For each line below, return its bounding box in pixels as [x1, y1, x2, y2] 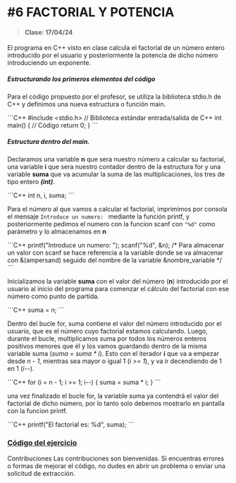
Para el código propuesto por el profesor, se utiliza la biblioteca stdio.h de [7, 92, 222, 101]
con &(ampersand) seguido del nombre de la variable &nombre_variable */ [7, 256, 223, 264]
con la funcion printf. [7, 407, 68, 415]
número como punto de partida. [7, 292, 100, 300]
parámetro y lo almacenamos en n [7, 227, 107, 236]
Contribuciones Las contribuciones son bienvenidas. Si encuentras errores [7, 454, 224, 463]
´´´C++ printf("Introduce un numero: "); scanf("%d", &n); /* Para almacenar [7, 241, 225, 250]
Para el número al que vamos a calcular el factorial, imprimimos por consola [7, 205, 228, 214]
